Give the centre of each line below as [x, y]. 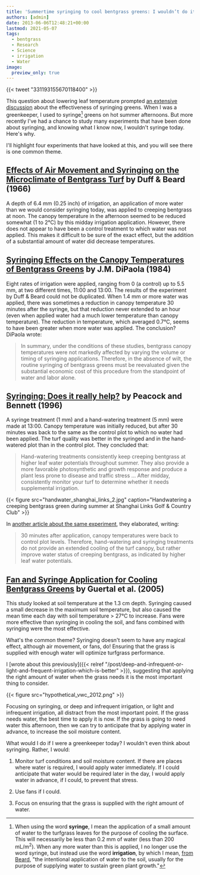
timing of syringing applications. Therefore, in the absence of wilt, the [106, 359]
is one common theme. [34, 151]
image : [14, 67]
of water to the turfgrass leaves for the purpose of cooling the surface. [101, 833]
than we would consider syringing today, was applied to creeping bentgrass [99, 210]
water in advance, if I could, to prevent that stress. [76, 780]
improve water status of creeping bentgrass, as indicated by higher [103, 555]
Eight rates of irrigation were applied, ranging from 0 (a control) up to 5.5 [95, 284]
